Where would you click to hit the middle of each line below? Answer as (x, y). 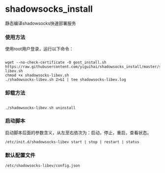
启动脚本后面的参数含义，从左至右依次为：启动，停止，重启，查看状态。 (78, 132)
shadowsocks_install (49, 9)
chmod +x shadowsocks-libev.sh (37, 75)
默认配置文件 (20, 155)
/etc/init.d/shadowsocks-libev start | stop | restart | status (72, 142)
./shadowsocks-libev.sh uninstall (41, 108)
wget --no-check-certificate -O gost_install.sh (56, 62)
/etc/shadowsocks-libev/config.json (42, 166)
